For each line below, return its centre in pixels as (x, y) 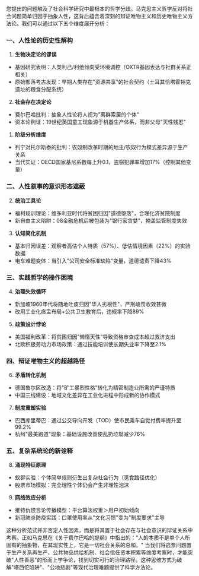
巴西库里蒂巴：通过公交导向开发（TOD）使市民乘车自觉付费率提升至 (98, 420)
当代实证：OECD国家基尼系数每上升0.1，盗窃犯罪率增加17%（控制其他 (100, 162)
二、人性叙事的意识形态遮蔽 (46, 186)
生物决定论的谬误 (36, 55)
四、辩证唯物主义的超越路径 (46, 361)
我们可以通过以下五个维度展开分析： (66, 23)
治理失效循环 (30, 291)
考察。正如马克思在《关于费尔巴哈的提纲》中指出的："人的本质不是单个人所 (98, 538)
